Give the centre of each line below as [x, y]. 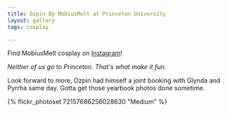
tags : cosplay [28, 27]
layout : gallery [31, 20]
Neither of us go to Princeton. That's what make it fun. [87, 67]
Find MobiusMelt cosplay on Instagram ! [65, 53]
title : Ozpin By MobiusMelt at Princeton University [87, 14]
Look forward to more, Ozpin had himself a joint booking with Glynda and [114, 81]
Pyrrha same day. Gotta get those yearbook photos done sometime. [106, 88]
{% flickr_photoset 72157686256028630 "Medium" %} [87, 102]
